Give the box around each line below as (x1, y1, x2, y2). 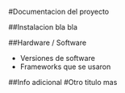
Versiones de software (19, 54, 95, 63)
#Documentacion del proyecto (8, 7, 110, 16)
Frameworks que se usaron (19, 62, 111, 71)
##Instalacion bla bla (8, 22, 78, 31)
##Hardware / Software (8, 38, 87, 47)
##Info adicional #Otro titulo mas (8, 78, 118, 87)
